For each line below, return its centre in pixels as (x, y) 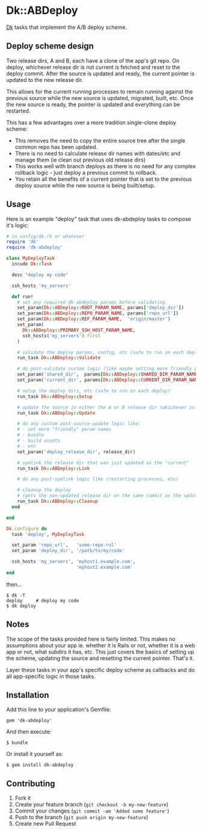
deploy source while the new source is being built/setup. (85, 185)
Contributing (31, 783)
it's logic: (17, 225)
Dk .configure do (26, 529)
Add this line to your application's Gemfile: (59, 709)
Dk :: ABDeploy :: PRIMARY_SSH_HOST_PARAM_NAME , (79, 330)
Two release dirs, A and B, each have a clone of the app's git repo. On (93, 60)
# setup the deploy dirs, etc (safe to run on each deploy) (94, 391)
